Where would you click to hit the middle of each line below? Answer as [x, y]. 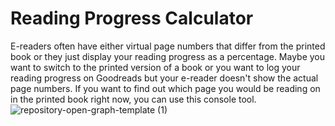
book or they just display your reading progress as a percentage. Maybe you [168, 56]
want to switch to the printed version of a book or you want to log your [155, 67]
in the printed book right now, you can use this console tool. [133, 99]
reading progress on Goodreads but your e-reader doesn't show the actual [164, 78]
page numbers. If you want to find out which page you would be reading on [165, 88]
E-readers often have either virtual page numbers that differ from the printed [168, 46]
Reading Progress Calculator [132, 18]
